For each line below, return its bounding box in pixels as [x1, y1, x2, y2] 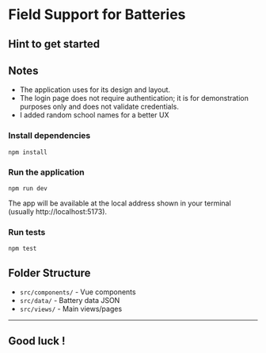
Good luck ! [8, 335, 66, 348]
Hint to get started [8, 37, 101, 51]
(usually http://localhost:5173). [8, 206, 108, 216]
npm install [8, 148, 47, 156]
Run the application [8, 167, 85, 178]
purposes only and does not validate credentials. [19, 102, 180, 112]
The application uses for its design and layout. [19, 85, 171, 94]
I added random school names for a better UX [19, 110, 169, 120]
